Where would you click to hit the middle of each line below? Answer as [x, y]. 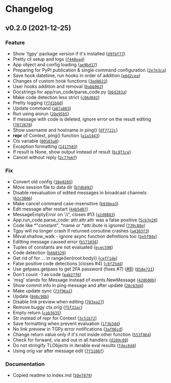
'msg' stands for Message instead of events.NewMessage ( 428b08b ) [84, 280]
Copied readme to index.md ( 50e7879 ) [52, 375]
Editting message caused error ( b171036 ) [56, 242]
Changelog [29, 9]
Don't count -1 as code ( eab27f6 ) [47, 275]
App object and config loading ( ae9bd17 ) [55, 64]
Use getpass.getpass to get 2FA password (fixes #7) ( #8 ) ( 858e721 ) [83, 269]
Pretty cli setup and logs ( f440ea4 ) [49, 59]
